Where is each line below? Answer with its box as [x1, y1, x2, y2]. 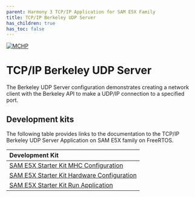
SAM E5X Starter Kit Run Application [9, 181, 113, 189]
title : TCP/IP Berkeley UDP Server [6, 15, 96, 21]
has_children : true [6, 20, 56, 26]
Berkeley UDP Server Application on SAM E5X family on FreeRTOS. [6, 137, 174, 144]
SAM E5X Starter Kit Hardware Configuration [9, 171, 137, 179]
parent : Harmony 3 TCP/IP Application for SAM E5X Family [6, 8, 156, 15]
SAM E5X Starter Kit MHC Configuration [9, 161, 124, 170]
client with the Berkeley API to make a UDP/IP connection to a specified [6, 90, 185, 98]
